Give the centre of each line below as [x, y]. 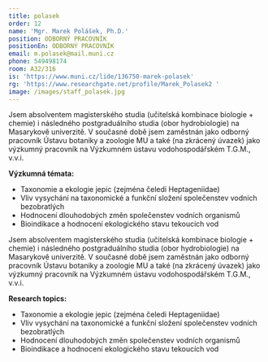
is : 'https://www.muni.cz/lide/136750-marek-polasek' [102, 76]
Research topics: [38, 299]
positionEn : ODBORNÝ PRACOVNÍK [61, 46]
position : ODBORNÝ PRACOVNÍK [58, 39]
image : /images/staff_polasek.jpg [67, 92]
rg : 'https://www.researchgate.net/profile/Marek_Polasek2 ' [114, 84]
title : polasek [34, 16]
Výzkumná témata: [41, 174]
